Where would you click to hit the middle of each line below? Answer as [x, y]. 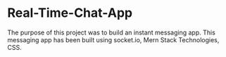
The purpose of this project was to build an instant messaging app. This [112, 32]
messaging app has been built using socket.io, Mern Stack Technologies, [113, 39]
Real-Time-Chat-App [70, 13]
